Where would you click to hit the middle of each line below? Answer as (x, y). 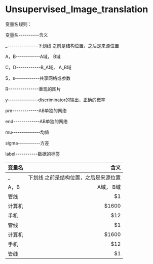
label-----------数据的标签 (33, 154)
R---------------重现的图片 (33, 89)
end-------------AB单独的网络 (37, 121)
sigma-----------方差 (27, 143)
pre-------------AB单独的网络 (36, 110)
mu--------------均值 (27, 132)
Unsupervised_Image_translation (77, 9)
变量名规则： (18, 24)
